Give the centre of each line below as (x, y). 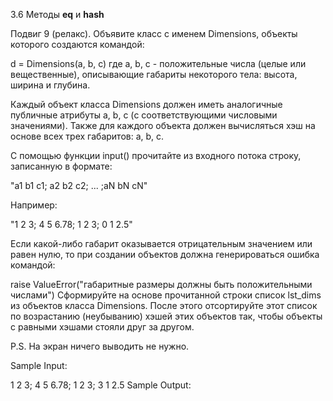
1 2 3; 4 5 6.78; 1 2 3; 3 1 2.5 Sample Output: (101, 385)
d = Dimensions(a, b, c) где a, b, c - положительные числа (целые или (158, 63)
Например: (34, 205)
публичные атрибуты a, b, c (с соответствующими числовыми (144, 115)
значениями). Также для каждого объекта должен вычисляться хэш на (163, 125)
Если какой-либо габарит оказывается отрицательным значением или (161, 243)
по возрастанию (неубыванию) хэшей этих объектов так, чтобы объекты (166, 316)
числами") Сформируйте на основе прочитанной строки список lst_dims (166, 295)
